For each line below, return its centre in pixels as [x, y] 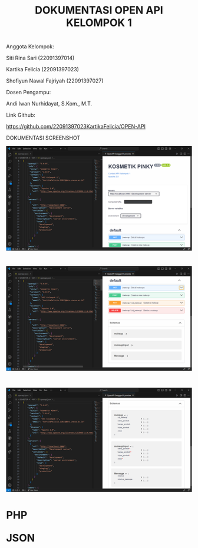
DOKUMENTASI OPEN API [99, 10]
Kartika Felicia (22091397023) [43, 70]
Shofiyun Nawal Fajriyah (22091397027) [55, 81]
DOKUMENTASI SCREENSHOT [43, 138]
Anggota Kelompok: [30, 47]
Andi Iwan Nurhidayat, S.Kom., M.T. [49, 104]
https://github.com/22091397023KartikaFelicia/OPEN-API [76, 127]
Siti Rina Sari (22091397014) [40, 58]
